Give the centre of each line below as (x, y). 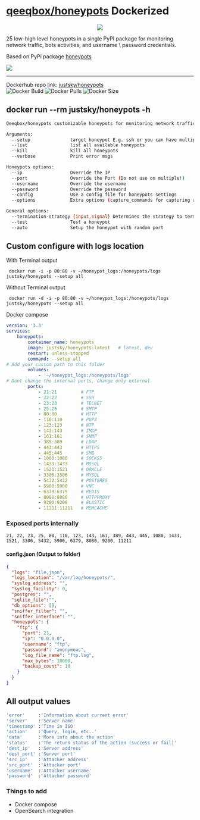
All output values (38, 701)
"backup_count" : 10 (46, 666)
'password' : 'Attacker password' (49, 776)
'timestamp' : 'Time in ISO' (41, 726)
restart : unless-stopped (58, 353)
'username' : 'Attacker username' (49, 771)
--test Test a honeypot (61, 222)
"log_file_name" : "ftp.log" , (58, 655)
